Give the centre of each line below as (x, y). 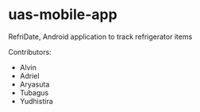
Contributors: (30, 52)
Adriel (29, 75)
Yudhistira (36, 101)
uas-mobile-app (63, 15)
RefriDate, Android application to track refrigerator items (100, 37)
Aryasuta (35, 84)
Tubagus (34, 92)
